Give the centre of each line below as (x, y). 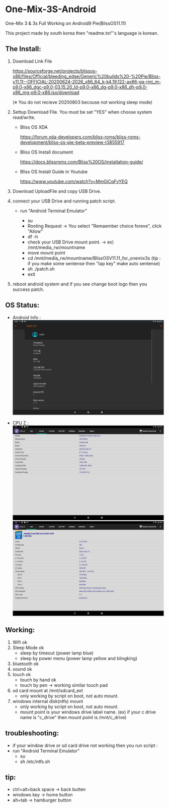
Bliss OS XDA (34, 127)
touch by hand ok (38, 680)
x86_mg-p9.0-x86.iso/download (46, 92)
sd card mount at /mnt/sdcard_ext (48, 690)
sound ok (22, 669)
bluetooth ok (26, 664)
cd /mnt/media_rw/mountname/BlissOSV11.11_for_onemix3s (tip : (94, 258)
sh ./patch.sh (41, 269)
